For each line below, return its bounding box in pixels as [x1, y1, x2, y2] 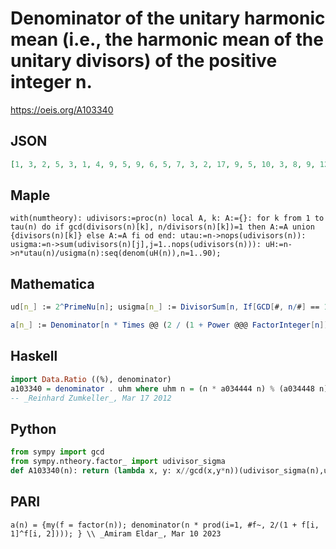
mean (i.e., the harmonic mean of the [10, 28, 324, 51]
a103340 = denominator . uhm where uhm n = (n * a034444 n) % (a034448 [10, 383, 315, 394]
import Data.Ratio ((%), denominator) [10, 374, 172, 384]
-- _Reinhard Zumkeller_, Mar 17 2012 [10, 393, 172, 403]
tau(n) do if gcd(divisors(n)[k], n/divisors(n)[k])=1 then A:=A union [10, 222, 315, 232]
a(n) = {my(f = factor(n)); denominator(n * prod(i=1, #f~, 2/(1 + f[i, [10, 520, 320, 530]
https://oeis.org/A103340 [10, 103, 114, 116]
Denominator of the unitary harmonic [10, 7, 326, 30]
